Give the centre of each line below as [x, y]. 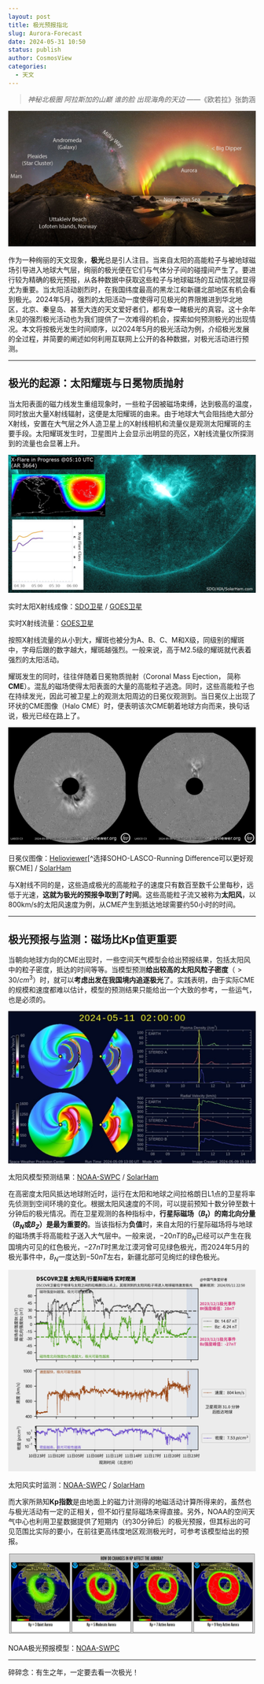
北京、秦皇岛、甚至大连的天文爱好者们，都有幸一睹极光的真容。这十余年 [139, 309]
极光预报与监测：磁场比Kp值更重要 [93, 939]
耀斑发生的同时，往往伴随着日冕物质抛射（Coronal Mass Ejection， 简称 [125, 676]
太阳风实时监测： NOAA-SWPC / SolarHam [77, 1485]
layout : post [29, 17]
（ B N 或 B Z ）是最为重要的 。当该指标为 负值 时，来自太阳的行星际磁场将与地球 [130, 1226]
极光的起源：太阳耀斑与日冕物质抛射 [96, 384]
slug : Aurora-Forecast [45, 33]
